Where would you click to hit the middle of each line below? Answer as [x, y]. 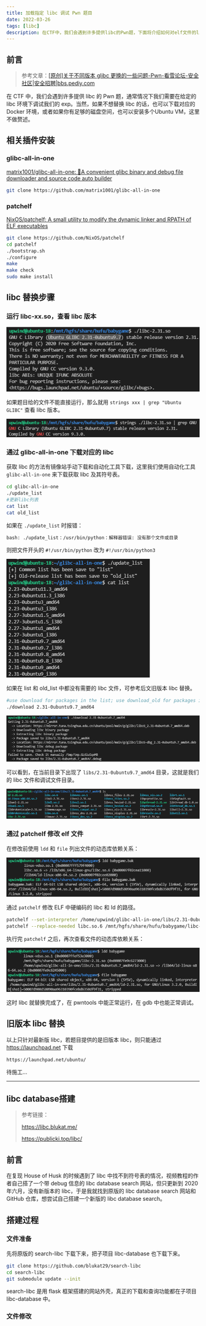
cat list [17, 506]
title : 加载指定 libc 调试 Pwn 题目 [49, 13]
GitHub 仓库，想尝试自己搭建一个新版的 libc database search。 [86, 1199]
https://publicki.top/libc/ [52, 1139]
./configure [21, 257]
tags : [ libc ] [23, 26]
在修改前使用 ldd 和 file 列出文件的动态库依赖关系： [73, 848]
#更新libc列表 [22, 500]
